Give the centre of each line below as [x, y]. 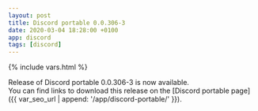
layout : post [30, 15]
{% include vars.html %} [48, 67]
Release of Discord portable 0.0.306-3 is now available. [99, 83]
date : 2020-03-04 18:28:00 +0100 [63, 30]
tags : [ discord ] [35, 45]
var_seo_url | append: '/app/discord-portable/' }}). [100, 99]
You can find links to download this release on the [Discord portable [119, 91]
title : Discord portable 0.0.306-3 [67, 23]
